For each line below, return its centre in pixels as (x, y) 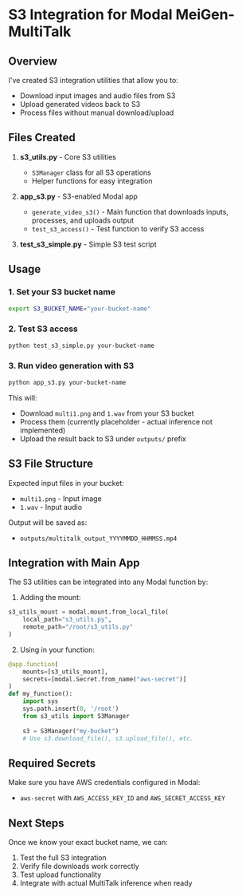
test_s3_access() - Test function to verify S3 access (118, 228)
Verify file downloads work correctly (79, 866)
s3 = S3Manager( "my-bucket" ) (71, 731)
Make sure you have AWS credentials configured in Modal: (104, 783)
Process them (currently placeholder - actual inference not (116, 421)
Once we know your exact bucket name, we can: (88, 843)
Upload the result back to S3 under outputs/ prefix (103, 438)
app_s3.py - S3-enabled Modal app (78, 196)
